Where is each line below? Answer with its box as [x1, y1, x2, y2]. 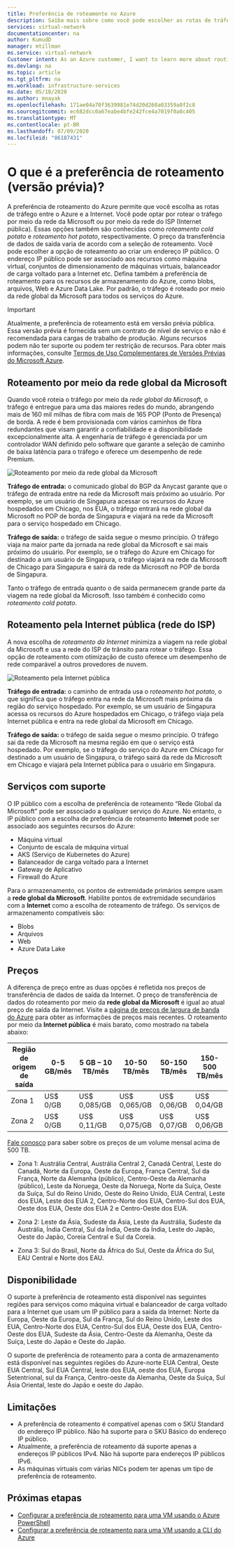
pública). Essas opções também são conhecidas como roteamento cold [7, 225, 214, 234]
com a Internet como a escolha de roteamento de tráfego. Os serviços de [7, 901, 220, 909]
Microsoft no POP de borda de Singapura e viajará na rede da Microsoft [7, 512, 213, 520]
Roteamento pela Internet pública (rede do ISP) [7, 619, 215, 631]
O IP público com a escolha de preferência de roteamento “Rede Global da [7, 799, 222, 807]
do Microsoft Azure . [7, 356, 65, 365]
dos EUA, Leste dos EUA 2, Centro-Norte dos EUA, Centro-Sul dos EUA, [17, 1197, 226, 1205]
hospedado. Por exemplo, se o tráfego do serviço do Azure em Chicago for [7, 745, 224, 754]
